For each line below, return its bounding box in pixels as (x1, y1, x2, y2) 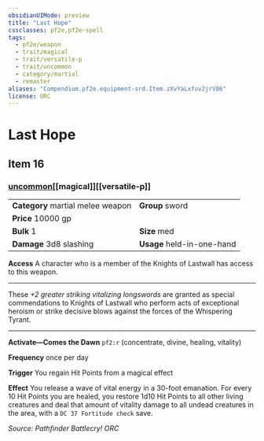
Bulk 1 (12, 226, 37, 237)
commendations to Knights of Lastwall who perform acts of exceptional (8, 298, 240, 308)
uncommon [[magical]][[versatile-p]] (8, 180, 151, 191)
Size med (138, 226, 174, 237)
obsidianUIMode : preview (8, 11, 90, 20)
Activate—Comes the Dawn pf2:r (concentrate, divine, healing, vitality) (8, 338, 242, 347)
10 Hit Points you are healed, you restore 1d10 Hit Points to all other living (8, 391, 244, 402)
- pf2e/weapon (15, 41, 61, 49)
